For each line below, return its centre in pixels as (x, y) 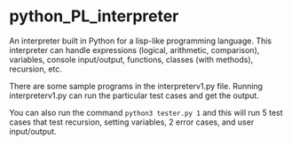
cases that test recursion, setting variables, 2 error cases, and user (132, 122)
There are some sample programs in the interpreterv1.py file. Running (136, 86)
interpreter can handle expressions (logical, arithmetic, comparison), (134, 50)
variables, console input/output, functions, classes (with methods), (131, 59)
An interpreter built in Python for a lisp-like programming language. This (141, 41)
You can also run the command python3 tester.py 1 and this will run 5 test (146, 112)
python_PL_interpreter (94, 16)
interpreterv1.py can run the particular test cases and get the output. (134, 95)
